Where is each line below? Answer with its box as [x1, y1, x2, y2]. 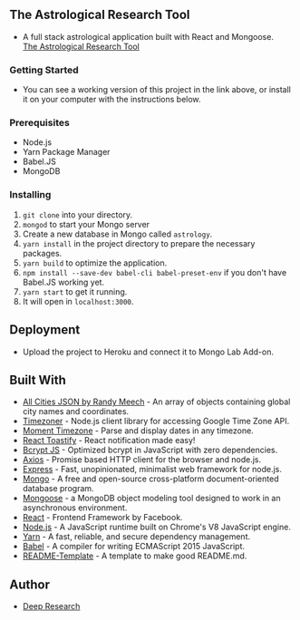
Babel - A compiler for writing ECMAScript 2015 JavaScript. [22, 541, 246, 552]
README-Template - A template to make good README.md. [22, 550, 247, 561]
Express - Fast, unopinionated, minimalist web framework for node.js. [22, 464, 283, 475]
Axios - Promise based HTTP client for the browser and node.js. [22, 454, 262, 465]
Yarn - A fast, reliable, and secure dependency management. [22, 531, 251, 542]
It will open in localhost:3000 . [22, 295, 134, 306]
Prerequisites [9, 117, 70, 130]
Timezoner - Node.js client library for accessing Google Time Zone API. [22, 416, 290, 427]
